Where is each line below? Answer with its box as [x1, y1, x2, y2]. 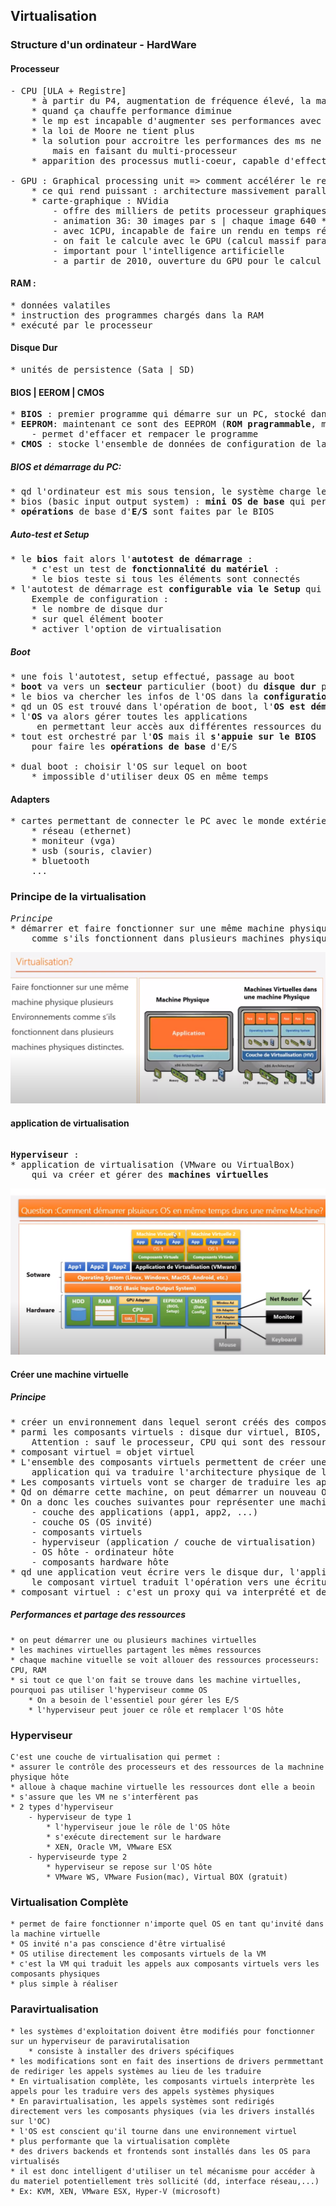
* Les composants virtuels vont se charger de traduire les [10, 1476, 312, 1488]
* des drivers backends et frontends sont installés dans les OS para [10, 2146, 311, 2156]
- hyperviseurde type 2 [28, 1852, 128, 1862]
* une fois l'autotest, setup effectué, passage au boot [10, 671, 296, 683]
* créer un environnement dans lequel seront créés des [10, 1416, 290, 1428]
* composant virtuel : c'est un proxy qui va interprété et [10, 1586, 312, 1598]
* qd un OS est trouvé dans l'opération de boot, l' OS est [10, 701, 307, 713]
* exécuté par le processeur [10, 319, 153, 331]
